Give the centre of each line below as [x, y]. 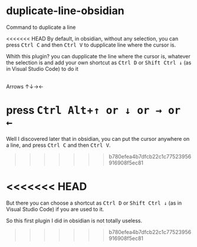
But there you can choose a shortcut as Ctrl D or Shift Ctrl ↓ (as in [94, 203]
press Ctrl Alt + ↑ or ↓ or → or [93, 111]
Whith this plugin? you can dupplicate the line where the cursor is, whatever [98, 56]
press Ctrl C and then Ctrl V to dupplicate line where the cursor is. [91, 45]
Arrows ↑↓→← [25, 86]
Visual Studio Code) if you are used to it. [55, 209]
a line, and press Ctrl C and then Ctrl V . [58, 145]
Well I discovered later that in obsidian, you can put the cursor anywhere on [98, 139]
